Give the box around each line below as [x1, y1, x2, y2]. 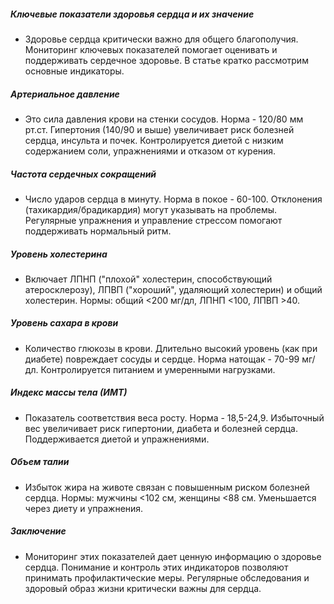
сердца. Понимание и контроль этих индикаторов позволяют [24, 561, 289, 573]
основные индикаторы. [24, 65, 125, 77]
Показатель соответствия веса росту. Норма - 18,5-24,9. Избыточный [24, 411, 325, 424]
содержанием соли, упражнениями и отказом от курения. [24, 145, 277, 157]
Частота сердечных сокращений [10, 168, 157, 180]
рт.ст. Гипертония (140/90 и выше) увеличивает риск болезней [24, 123, 295, 135]
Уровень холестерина [10, 248, 108, 260]
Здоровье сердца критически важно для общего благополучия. [24, 33, 299, 45]
